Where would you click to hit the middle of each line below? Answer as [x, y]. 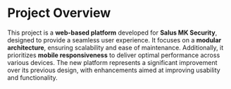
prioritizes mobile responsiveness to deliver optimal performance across [114, 55]
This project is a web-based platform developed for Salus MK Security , [112, 32]
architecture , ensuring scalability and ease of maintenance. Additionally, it [115, 47]
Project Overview [59, 13]
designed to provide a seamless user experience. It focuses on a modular [114, 40]
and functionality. [32, 77]
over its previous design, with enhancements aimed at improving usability [114, 70]
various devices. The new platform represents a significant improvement [112, 62]
